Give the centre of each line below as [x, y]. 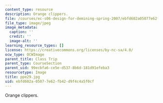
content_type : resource [29, 9]
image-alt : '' [24, 41]
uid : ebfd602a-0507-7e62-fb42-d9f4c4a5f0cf [50, 81]
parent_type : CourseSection [33, 63]
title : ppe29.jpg [23, 77]
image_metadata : [21, 28]
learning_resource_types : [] [34, 45]
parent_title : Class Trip [31, 59]
